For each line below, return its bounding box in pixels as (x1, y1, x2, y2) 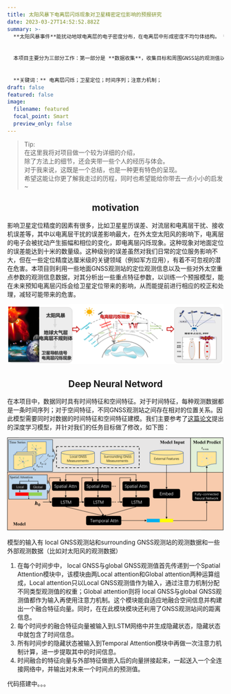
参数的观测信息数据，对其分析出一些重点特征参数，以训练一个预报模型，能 (12, 272, 224, 281)
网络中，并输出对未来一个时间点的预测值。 (23, 664, 144, 673)
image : (7, 99, 26, 106)
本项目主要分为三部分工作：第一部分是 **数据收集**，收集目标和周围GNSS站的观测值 (13, 55, 220, 62)
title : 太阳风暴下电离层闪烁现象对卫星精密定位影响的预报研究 (7, 11, 162, 18)
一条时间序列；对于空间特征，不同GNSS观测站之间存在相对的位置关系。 (12, 406, 217, 414)
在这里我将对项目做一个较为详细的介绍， (23, 148, 139, 157)
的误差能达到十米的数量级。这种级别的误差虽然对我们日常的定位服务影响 (7, 247, 212, 255)
